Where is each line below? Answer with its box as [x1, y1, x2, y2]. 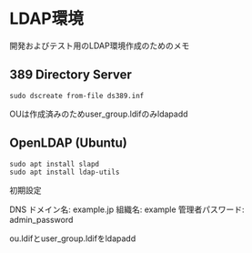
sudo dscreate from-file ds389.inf [9, 91, 145, 100]
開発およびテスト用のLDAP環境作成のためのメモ [9, 40, 190, 51]
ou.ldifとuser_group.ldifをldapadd [9, 233, 136, 244]
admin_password [9, 214, 74, 225]
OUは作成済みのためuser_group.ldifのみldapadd [9, 108, 188, 119]
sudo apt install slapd [9, 159, 100, 168]
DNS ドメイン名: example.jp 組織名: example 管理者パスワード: [9, 204, 245, 215]
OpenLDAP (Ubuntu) [9, 136, 127, 151]
